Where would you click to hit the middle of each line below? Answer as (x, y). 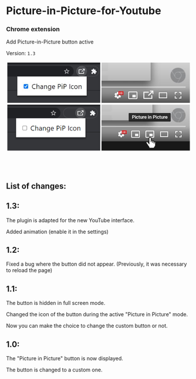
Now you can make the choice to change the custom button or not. (87, 326)
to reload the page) (29, 270)
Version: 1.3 (21, 53)
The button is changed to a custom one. (54, 370)
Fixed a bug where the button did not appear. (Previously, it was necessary (97, 264)
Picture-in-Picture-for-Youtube (84, 11)
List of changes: (36, 186)
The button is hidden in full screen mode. (56, 303)
